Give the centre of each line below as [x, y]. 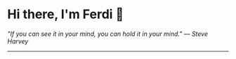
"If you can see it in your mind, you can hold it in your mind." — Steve [108, 34]
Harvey [18, 41]
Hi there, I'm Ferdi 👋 [66, 14]
